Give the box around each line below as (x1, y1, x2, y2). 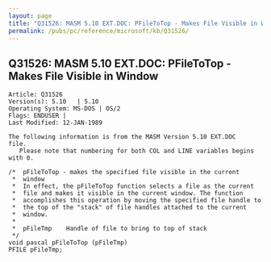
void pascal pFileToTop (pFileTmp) (8, 239, 128, 247)
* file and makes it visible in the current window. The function (11, 189, 244, 198)
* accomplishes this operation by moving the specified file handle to (11, 197, 262, 205)
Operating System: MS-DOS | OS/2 (8, 105, 121, 113)
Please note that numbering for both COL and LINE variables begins (19, 147, 254, 156)
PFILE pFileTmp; (8, 246, 63, 254)
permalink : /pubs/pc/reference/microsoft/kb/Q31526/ (8, 27, 190, 35)
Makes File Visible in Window (8, 69, 159, 83)
